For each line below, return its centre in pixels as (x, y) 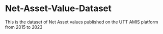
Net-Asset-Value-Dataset (58, 8)
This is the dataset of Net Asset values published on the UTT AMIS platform (81, 22)
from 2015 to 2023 (24, 27)
